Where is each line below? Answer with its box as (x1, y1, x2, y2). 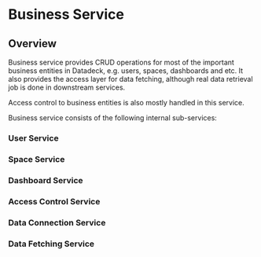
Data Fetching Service (8, 238, 95, 249)
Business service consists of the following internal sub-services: (8, 113, 218, 123)
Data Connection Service (8, 217, 106, 228)
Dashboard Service (8, 174, 84, 185)
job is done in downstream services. (8, 83, 126, 92)
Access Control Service (8, 196, 101, 207)
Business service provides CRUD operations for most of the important (8, 57, 234, 67)
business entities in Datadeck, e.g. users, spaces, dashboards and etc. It (8, 66, 244, 75)
